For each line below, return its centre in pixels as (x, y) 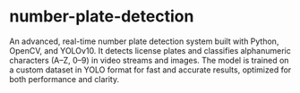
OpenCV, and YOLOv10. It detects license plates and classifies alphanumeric (150, 50)
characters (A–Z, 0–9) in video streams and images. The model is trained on (149, 60)
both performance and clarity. (64, 79)
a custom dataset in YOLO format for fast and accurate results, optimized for (150, 70)
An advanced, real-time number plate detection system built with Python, (144, 41)
